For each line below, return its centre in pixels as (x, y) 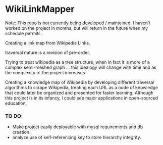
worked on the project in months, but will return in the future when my (77, 28)
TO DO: (14, 116)
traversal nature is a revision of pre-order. (48, 52)
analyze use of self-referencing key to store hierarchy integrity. (77, 138)
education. (16, 103)
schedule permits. (24, 33)
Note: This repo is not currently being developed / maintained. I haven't (78, 23)
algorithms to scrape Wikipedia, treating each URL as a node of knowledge (81, 87)
